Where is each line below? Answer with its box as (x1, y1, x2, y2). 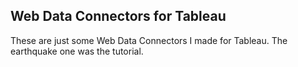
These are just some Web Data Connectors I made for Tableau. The (10, 34, 288, 46)
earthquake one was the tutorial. (10, 45, 144, 57)
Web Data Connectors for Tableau (10, 8, 227, 25)
